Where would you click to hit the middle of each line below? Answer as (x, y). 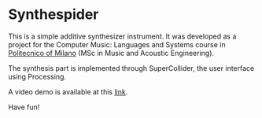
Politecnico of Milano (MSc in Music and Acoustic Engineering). (111, 53)
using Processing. (37, 76)
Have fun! (24, 107)
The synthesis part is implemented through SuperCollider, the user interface (131, 68)
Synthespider (54, 15)
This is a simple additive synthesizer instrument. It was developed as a (122, 36)
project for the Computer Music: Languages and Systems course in (117, 44)
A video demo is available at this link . (68, 91)
